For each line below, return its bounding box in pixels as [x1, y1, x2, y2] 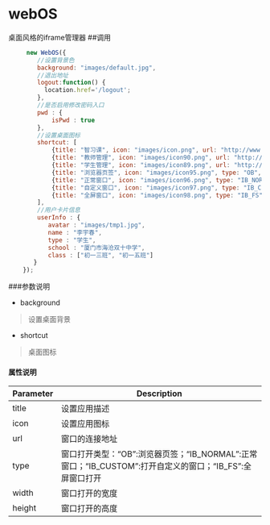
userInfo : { [37, 214, 81, 222]
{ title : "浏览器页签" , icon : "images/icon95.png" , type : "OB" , [51, 169, 262, 177]
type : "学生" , [47, 235, 96, 244]
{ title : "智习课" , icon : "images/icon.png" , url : [51, 146, 218, 154]
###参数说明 [8, 281, 51, 291]
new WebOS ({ [26, 48, 67, 56]
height [12, 502, 37, 514]
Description [136, 388, 182, 399]
